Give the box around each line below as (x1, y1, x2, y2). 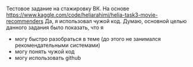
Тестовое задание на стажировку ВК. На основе (6, 5, 129, 12)
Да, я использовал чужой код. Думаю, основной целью (44, 18, 187, 24)
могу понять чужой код (14, 48, 75, 55)
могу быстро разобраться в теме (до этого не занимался (14, 36, 162, 42)
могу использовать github (14, 55, 81, 61)
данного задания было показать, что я (6, 24, 104, 31)
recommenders (6, 18, 43, 24)
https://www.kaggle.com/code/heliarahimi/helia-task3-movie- (6, 11, 159, 18)
